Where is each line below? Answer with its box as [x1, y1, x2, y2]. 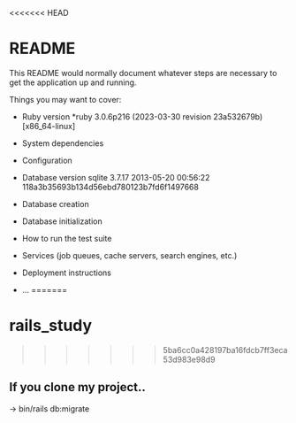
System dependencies [21, 137, 104, 149]
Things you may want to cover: [9, 94, 122, 104]
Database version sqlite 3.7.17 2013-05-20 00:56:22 [21, 172, 210, 182]
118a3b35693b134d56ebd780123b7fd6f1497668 [21, 181, 199, 192]
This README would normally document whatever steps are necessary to [9, 67, 277, 78]
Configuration [21, 155, 72, 165]
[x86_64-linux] [21, 120, 76, 131]
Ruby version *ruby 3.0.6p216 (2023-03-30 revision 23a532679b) [21, 111, 263, 122]
